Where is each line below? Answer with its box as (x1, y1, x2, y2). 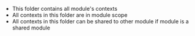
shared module (12, 24, 51, 31)
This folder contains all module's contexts (12, 5, 118, 12)
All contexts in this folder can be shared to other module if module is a (12, 18, 189, 25)
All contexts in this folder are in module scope (12, 11, 128, 19)
